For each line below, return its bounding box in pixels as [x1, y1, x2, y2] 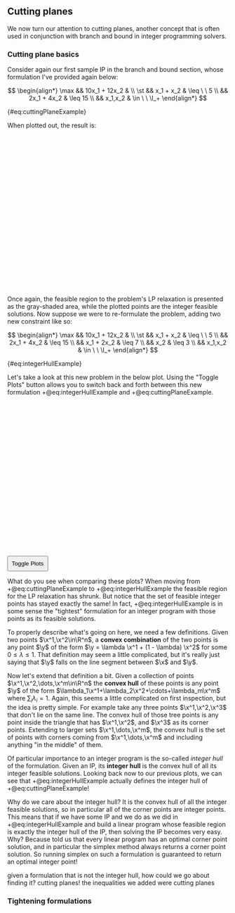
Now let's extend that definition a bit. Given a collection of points [7, 672, 194, 680]
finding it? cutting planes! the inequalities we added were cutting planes [7, 879, 215, 887]
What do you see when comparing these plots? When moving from [7, 577, 201, 586]
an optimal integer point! [7, 857, 78, 866]
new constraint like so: [7, 317, 72, 326]
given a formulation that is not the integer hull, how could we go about [7, 871, 210, 879]
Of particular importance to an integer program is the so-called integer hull [7, 754, 223, 762]
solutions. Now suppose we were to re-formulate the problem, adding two [7, 309, 221, 319]
